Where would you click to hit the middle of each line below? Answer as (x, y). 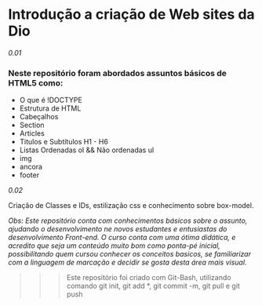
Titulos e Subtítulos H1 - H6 (64, 142)
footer (29, 175)
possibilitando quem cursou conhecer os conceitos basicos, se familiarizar (129, 254)
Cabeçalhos (39, 117)
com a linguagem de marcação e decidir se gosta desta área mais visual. (127, 262)
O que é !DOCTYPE (51, 100)
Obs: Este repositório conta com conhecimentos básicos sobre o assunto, (128, 220)
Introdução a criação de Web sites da (131, 15)
